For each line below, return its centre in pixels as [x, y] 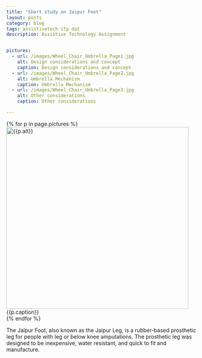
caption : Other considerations [57, 101]
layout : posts [24, 18]
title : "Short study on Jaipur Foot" [54, 12]
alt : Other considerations [51, 96]
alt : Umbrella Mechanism [49, 79]
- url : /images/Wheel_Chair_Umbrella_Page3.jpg [73, 90]
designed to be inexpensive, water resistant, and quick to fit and [86, 343]
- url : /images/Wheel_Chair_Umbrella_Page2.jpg [73, 73]
